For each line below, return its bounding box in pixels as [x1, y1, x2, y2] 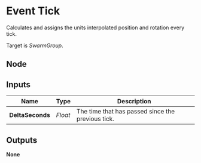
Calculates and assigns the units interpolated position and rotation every [6, 24, 185, 31]
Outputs [6, 135, 38, 145]
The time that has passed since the [77, 107, 175, 116]
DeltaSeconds [9, 111, 51, 119]
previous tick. [77, 115, 115, 123]
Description [117, 97, 151, 106]
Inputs [6, 79, 31, 90]
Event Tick [6, 4, 60, 18]
